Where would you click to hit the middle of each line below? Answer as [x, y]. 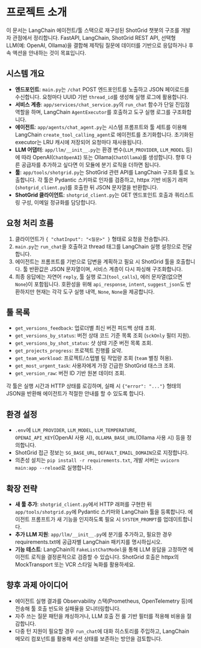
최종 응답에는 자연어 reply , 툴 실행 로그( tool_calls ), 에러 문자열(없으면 [99, 276]
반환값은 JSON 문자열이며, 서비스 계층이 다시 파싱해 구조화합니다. [106, 269]
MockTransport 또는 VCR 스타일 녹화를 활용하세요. [75, 565]
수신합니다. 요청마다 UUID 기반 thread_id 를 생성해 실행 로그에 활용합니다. [101, 96]
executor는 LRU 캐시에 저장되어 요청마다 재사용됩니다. [79, 142]
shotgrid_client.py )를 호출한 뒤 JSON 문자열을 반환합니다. [88, 187]
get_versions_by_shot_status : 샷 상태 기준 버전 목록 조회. [84, 343]
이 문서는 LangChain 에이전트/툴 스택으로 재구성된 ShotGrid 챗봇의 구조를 [93, 30]
